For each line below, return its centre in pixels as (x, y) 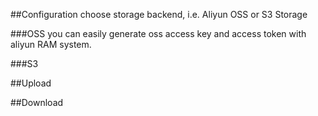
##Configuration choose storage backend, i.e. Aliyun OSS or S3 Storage (159, 14)
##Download (37, 102)
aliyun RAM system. (51, 44)
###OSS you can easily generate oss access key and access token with (158, 33)
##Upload (31, 83)
